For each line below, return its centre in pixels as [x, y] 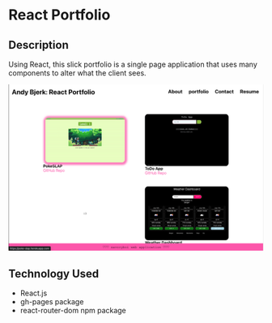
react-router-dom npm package [73, 311]
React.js [34, 293]
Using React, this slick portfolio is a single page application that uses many [133, 64]
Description [38, 45]
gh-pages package [52, 302]
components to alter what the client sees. [78, 73]
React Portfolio [59, 15]
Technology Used [54, 273]
